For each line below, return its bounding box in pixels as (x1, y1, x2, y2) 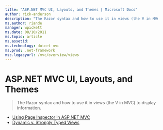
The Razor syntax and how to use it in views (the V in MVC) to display (16, 100, 156, 106)
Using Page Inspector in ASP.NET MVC (12, 114, 91, 120)
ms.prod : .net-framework (5, 48, 55, 53)
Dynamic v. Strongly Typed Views (12, 120, 80, 126)
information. (16, 105, 41, 111)
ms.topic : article (5, 35, 42, 39)
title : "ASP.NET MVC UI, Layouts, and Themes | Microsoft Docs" (5, 7, 138, 12)
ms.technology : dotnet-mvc (5, 43, 60, 48)
